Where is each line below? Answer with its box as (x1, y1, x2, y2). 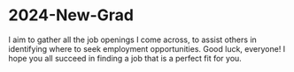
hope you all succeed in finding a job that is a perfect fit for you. (8, 53, 243, 63)
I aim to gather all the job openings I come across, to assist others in (8, 34, 258, 45)
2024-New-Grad (8, 5, 135, 25)
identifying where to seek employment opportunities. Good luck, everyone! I (8, 43, 286, 54)
